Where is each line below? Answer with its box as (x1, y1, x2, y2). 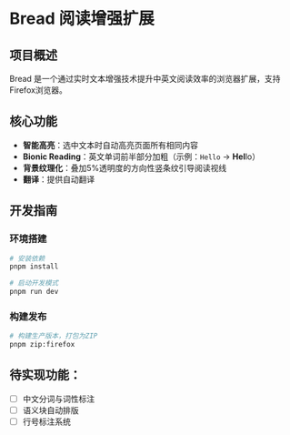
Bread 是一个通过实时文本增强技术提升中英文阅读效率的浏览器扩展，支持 (9, 74, 281, 84)
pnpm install (9, 262, 59, 271)
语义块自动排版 (22, 404, 79, 415)
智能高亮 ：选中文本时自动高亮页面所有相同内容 (22, 139, 198, 150)
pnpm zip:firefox (9, 340, 75, 349)
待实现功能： (9, 368, 82, 383)
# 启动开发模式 (9, 278, 59, 288)
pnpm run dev (9, 288, 59, 297)
